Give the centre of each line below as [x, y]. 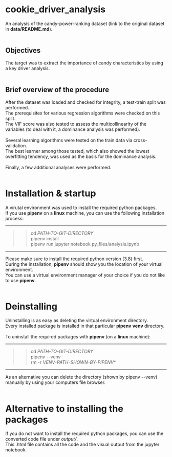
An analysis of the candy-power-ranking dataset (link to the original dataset [85, 24]
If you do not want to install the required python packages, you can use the [84, 433]
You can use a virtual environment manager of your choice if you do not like [85, 275]
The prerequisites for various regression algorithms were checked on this [83, 113]
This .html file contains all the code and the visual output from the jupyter [82, 444]
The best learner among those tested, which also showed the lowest [77, 151]
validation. [16, 145]
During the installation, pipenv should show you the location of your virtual [84, 264]
